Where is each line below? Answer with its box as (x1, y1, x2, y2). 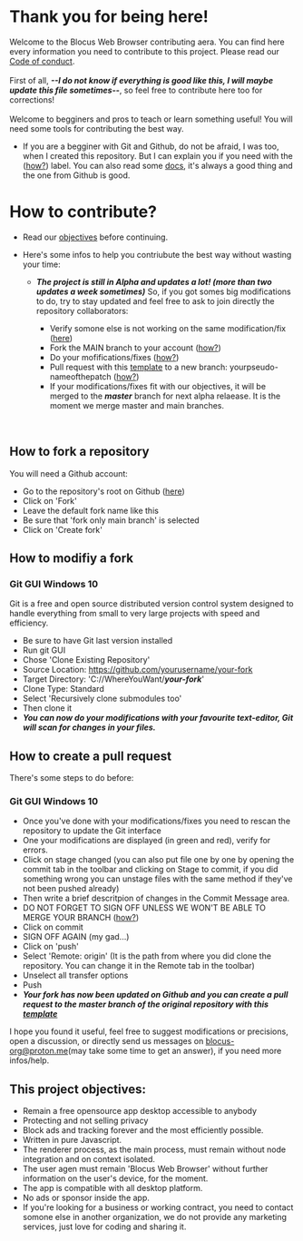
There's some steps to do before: (9, 773, 134, 783)
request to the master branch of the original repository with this (22, 999, 269, 1010)
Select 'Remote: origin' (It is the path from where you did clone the (22, 950, 272, 961)
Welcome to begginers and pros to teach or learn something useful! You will (9, 113, 293, 124)
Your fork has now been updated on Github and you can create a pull (22, 990, 288, 1000)
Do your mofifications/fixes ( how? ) (49, 351, 180, 362)
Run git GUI (22, 645, 66, 655)
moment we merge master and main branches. (49, 399, 225, 410)
